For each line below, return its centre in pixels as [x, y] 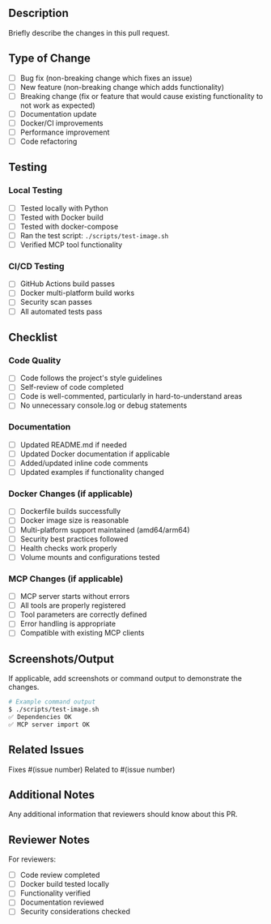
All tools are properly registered [73, 605]
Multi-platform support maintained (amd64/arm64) [105, 529]
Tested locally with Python [64, 208]
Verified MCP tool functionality [71, 245]
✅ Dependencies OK [40, 717]
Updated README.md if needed [73, 444]
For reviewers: [32, 859]
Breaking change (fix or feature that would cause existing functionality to [142, 96]
